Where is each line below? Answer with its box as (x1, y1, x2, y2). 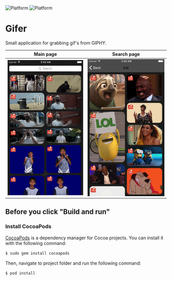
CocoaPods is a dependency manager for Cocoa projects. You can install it (5, 234, 164, 241)
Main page (34, 51, 57, 58)
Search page (112, 51, 140, 58)
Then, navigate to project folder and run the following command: (5, 260, 141, 266)
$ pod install (5, 270, 36, 276)
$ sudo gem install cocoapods (5, 251, 70, 256)
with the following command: (5, 240, 67, 246)
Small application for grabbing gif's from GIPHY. (5, 40, 106, 46)
